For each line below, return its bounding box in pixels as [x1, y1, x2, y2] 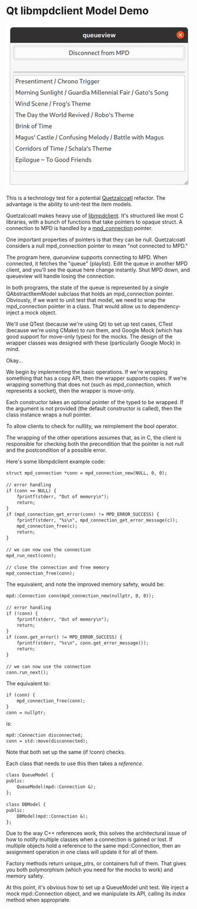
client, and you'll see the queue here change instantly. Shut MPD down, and [6, 267, 191, 274]
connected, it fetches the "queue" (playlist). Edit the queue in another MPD [6, 260, 188, 267]
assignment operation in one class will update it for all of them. [6, 848, 159, 856]
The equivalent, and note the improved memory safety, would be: [6, 581, 165, 588]
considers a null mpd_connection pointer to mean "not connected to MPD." [6, 242, 188, 250]
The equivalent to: [6, 680, 50, 687]
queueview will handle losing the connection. [6, 273, 116, 280]
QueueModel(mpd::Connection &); [17, 784, 96, 790]
